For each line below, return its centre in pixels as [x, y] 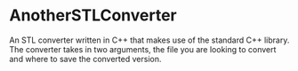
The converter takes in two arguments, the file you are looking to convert [143, 49]
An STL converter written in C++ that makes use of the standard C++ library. [149, 40]
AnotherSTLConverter [93, 16]
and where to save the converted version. [85, 59]
